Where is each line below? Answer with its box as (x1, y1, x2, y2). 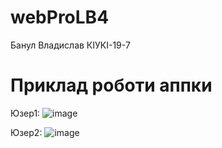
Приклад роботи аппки (10, 74, 213, 97)
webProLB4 (10, 6, 110, 29)
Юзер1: (10, 107, 41, 119)
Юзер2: (10, 126, 43, 138)
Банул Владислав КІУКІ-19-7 (10, 39, 131, 51)
